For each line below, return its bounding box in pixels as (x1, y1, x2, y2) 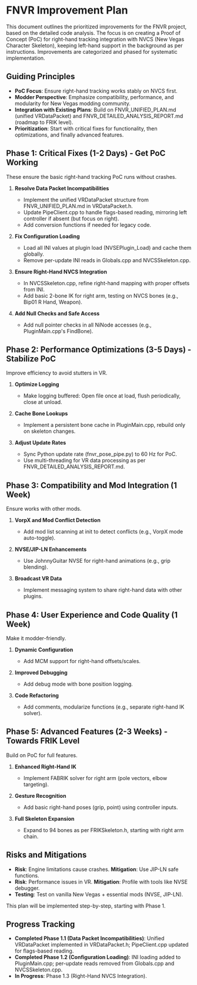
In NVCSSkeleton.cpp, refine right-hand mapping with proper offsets (23, 279, 190, 286)
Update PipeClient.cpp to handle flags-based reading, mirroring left (23, 208, 187, 216)
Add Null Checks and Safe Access (14, 309, 100, 317)
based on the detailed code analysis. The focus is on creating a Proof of (6, 29, 181, 36)
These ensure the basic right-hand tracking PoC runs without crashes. (6, 173, 177, 180)
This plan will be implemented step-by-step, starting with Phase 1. (6, 902, 166, 909)
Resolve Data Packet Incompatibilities (14, 184, 109, 192)
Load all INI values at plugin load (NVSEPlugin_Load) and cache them (23, 244, 192, 251)
